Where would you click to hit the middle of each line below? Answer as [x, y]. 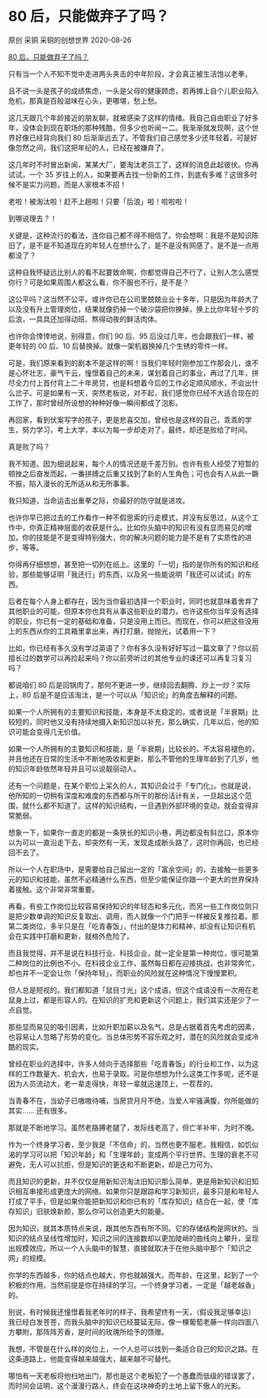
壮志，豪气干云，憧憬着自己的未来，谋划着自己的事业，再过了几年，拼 [144, 372]
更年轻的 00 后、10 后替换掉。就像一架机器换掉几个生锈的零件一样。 [120, 346]
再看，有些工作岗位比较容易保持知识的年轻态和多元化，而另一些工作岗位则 [130, 906]
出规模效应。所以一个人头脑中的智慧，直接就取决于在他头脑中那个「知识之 [130, 1248]
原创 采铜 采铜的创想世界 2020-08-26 [70, 40]
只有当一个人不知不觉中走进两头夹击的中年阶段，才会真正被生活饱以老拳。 [130, 73]
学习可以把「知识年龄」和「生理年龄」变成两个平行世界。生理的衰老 [133, 1154]
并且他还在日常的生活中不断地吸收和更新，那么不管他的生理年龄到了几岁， [130, 758]
